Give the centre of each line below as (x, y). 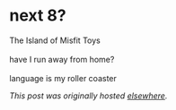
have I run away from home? (62, 59)
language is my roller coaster (63, 78)
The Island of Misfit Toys (55, 40)
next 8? (38, 16)
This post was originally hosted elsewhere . (88, 96)
